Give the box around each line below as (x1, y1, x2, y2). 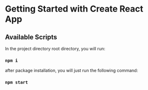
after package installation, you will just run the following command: (5, 68, 138, 74)
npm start (5, 80, 28, 85)
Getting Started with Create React (5, 3, 144, 15)
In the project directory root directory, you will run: (5, 46, 105, 51)
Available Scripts (5, 33, 57, 41)
